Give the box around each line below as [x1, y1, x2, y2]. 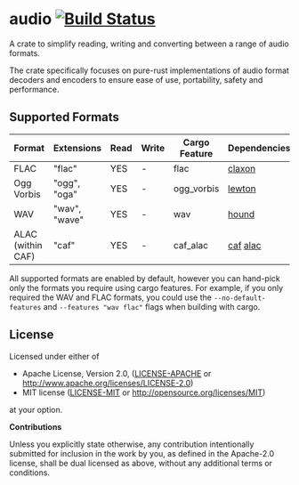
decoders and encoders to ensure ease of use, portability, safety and [9, 74, 263, 85]
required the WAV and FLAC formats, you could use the [9, 292, 212, 303]
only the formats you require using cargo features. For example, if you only [9, 282, 284, 293]
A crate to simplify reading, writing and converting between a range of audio [9, 38, 289, 49]
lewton [228, 182, 256, 195]
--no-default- [213, 294, 266, 303]
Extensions [53, 141, 102, 154]
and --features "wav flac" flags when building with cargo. [43, 301, 261, 311]
